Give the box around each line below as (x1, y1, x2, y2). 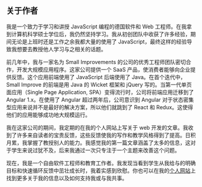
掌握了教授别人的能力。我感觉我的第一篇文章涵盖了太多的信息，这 (26, 139, 191, 146)
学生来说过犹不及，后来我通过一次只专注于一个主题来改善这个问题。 (11, 147, 180, 154)
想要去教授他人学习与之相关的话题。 (16, 45, 106, 52)
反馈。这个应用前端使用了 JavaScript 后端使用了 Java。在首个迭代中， (11, 73, 186, 80)
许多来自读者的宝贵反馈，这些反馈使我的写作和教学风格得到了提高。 (16, 132, 185, 139)
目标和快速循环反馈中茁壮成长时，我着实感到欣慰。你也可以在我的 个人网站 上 (6, 166, 196, 174)
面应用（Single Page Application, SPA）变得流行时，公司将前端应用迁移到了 (6, 88, 194, 95)
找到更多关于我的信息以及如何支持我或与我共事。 (6, 174, 127, 182)
